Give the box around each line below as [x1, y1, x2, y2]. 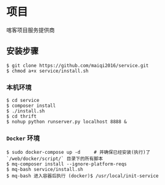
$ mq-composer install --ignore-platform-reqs [6, 161, 127, 167]
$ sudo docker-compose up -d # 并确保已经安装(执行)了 [6, 150, 151, 156]
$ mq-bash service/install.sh [6, 167, 84, 173]
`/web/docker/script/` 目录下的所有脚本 [6, 156, 103, 162]
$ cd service [6, 98, 40, 104]
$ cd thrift [6, 114, 37, 120]
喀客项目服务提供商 [6, 26, 55, 34]
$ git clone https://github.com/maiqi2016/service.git [6, 62, 149, 68]
